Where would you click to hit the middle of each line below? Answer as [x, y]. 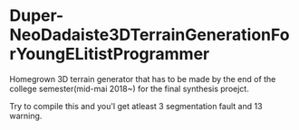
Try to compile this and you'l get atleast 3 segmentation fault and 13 [136, 106]
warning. [26, 116]
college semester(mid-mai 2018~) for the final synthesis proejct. [129, 88]
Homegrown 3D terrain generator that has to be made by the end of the [143, 79]
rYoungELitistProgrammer [110, 54]
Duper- [37, 16]
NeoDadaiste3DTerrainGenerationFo [149, 35]
